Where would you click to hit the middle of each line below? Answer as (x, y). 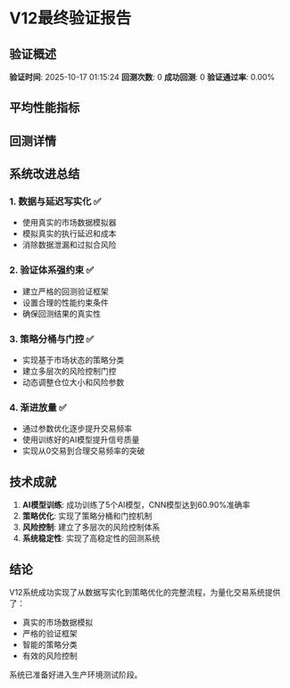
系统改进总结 (45, 174)
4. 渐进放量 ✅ (38, 407)
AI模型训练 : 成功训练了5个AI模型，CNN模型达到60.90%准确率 (136, 505)
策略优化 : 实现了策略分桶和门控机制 (87, 516)
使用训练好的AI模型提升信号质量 (81, 440)
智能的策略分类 (50, 644)
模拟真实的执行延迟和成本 (69, 233)
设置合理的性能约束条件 (65, 302)
